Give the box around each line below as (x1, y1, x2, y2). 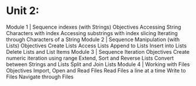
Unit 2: (6, 4, 39, 18)
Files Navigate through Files (6, 73, 74, 80)
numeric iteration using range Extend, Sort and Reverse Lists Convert (6, 54, 174, 61)
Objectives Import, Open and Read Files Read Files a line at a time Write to (6, 67, 187, 74)
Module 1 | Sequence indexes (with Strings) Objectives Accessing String (6, 23, 181, 30)
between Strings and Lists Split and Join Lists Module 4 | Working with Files (6, 60, 190, 68)
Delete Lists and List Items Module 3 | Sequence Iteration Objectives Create (6, 48, 190, 55)
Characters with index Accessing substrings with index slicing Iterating (6, 29, 178, 36)
